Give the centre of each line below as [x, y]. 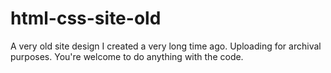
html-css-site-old [86, 18]
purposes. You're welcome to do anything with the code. [127, 56]
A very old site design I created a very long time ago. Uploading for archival [166, 46]
